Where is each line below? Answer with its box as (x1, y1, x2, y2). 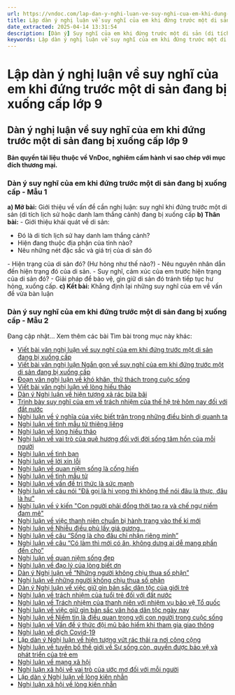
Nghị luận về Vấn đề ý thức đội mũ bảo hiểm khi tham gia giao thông (17, 620, 215, 629)
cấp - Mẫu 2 (7, 316, 49, 325)
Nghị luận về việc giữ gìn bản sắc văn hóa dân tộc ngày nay (17, 605, 190, 614)
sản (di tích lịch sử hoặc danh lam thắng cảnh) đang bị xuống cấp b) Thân (7, 211, 220, 219)
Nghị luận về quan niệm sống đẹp (17, 554, 115, 562)
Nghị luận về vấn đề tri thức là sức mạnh (17, 479, 134, 487)
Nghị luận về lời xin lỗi (17, 456, 81, 465)
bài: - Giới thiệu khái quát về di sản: (7, 218, 110, 226)
